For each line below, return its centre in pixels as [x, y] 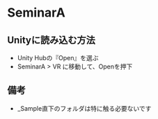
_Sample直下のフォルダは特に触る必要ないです [84, 108]
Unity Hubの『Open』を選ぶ [58, 58]
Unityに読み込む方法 [51, 40]
